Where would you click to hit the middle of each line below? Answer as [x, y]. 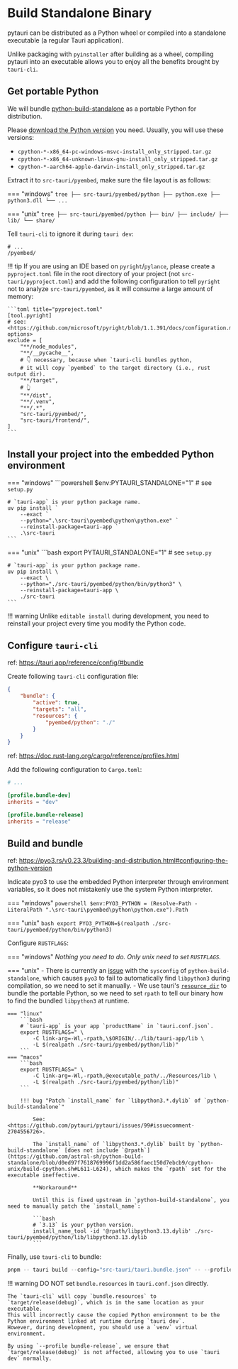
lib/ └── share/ [31, 220]
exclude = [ [25, 340]
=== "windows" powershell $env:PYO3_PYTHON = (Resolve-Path [100, 903]
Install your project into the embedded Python [111, 455]
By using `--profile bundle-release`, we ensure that [89, 1346]
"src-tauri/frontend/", [55, 420]
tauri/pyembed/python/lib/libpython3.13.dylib [77, 1238]
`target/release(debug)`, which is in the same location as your [106, 1303]
